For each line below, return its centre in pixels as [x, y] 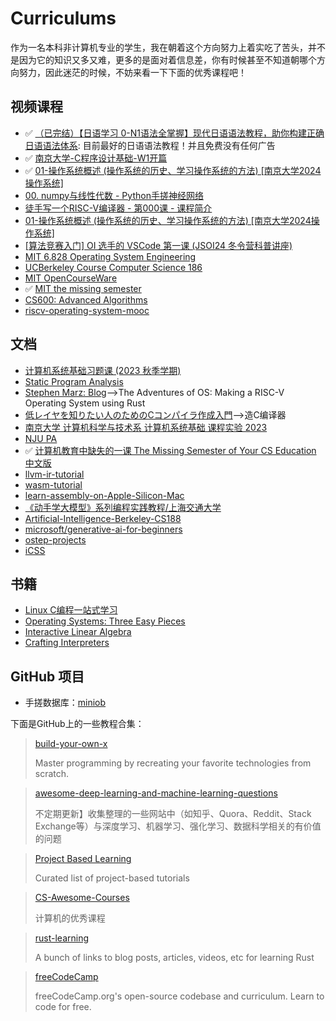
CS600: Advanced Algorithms [86, 299]
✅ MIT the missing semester [83, 288]
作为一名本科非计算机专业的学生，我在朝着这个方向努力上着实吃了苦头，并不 [168, 47]
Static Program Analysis [74, 381]
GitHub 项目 [47, 676]
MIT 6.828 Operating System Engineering [110, 256]
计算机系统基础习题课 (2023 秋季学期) [103, 370]
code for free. [63, 1007]
